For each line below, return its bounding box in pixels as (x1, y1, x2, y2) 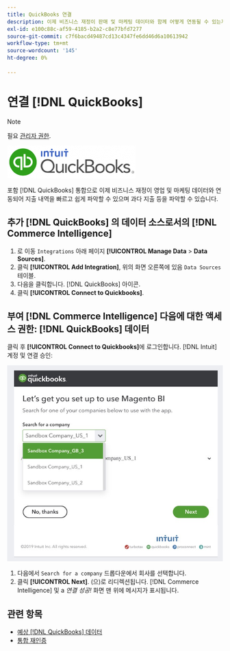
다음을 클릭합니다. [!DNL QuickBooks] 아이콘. (16, 280, 141, 288)
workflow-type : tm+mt (7, 40, 69, 47)
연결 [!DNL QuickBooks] (7, 94, 144, 110)
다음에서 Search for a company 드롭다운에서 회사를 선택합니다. (16, 569, 187, 578)
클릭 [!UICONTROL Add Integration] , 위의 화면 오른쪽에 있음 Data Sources (16, 263, 221, 271)
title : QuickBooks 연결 (7, 11, 72, 18)
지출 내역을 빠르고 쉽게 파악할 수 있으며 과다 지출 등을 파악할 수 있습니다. (25, 194, 219, 202)
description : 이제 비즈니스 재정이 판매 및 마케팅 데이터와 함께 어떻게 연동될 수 (7, 18, 209, 25)
